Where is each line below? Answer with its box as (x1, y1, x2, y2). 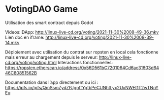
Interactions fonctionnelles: (57, 59, 113, 65)
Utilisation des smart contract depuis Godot (5, 20, 94, 25)
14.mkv (5, 39, 20, 45)
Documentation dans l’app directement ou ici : (5, 79, 98, 85)
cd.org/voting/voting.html (5, 59, 57, 65)
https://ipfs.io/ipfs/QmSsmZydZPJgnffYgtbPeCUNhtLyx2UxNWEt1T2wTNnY (5, 84, 159, 90)
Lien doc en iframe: (5, 34, 45, 40)
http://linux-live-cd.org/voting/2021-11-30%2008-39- (45, 34, 154, 40)
